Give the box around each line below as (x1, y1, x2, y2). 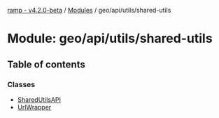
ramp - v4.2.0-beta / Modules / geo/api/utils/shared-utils (7, 6, 171, 14)
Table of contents (7, 58, 85, 70)
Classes (7, 79, 36, 89)
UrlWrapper (17, 103, 52, 111)
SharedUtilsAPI (17, 95, 62, 104)
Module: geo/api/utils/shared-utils (7, 31, 213, 46)
